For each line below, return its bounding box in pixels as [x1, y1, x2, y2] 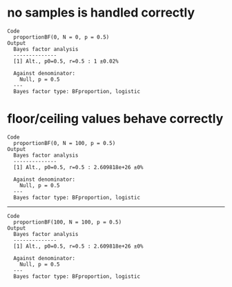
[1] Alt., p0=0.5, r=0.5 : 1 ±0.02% [13, 57, 119, 65]
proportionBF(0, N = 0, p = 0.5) [13, 33, 110, 41]
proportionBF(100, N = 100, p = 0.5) [13, 219, 122, 226]
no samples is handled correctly [7, 5, 195, 21]
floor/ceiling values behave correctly [7, 111, 224, 127]
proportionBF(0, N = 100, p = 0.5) [13, 139, 116, 146]
